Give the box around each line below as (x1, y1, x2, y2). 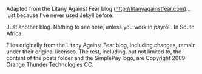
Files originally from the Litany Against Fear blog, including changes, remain (6, 42, 196, 49)
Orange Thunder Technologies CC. (6, 61, 94, 68)
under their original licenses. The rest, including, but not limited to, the (6, 48, 182, 55)
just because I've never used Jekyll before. (6, 12, 114, 19)
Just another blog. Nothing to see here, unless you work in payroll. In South (6, 24, 195, 30)
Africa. (6, 30, 23, 37)
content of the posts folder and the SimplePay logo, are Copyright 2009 (6, 55, 186, 61)
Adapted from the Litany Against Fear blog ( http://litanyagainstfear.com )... (6, 5, 191, 12)
